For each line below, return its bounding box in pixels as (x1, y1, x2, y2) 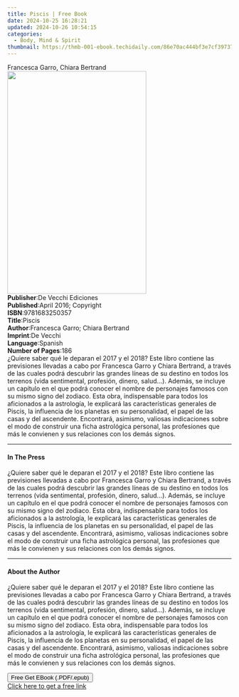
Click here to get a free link (7, 682, 87, 691)
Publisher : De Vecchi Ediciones (7, 294, 98, 301)
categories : (7, 30, 43, 38)
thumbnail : (7, 43, 40, 51)
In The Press (7, 453, 46, 461)
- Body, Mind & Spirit (14, 37, 81, 44)
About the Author (7, 567, 60, 576)
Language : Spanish (7, 339, 63, 347)
